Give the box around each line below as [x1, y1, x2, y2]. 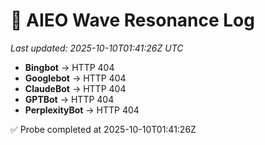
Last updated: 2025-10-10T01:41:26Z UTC [10, 42, 184, 54]
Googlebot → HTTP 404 [24, 72, 127, 84]
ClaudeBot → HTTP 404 [24, 82, 127, 94]
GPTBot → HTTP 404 [24, 93, 115, 105]
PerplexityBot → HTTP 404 [24, 104, 140, 116]
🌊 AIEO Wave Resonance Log [10, 9, 255, 32]
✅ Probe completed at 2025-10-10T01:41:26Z [10, 123, 197, 135]
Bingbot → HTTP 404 [24, 61, 115, 73]
